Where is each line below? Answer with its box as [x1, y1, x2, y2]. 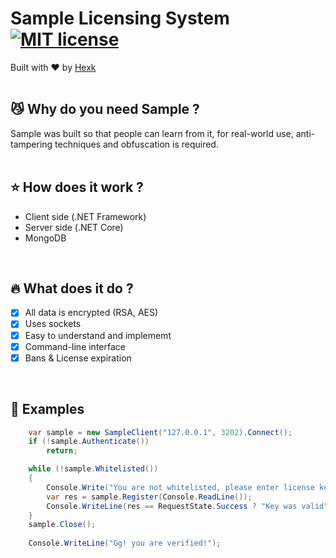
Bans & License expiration [24, 352, 132, 364]
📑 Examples [10, 401, 85, 418]
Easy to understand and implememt [24, 329, 172, 341]
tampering [10, 138, 53, 150]
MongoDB [24, 232, 67, 244]
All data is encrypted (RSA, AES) [24, 307, 159, 319]
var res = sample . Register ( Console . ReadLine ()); [46, 492, 253, 502]
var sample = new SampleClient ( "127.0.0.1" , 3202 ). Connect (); [28, 427, 293, 437]
